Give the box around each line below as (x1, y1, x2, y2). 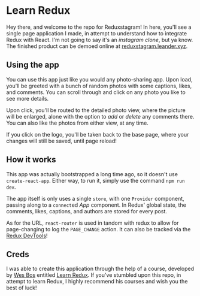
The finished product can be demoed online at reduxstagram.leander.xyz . (6, 43, 188, 50)
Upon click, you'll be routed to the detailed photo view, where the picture (6, 106, 186, 114)
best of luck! (6, 284, 37, 291)
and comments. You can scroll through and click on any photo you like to (6, 88, 186, 96)
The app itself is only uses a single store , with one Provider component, (6, 195, 184, 202)
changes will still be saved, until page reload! (6, 137, 117, 144)
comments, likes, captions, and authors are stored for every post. (6, 207, 168, 215)
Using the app (6, 60, 60, 70)
